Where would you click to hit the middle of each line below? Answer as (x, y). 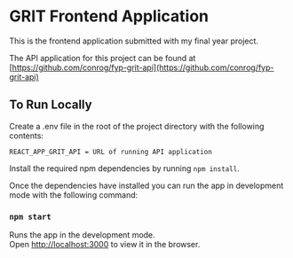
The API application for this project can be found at (103, 58)
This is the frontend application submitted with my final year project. (134, 41)
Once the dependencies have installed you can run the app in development (146, 185)
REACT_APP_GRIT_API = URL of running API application (111, 152)
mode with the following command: (74, 195)
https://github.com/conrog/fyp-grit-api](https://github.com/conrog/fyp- (143, 67)
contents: (27, 136)
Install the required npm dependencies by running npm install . (124, 168)
